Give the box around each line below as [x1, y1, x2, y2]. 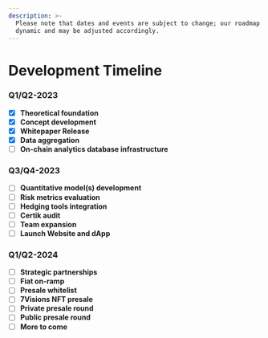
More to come [19, 322, 68, 332]
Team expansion [19, 219, 77, 229]
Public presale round [19, 312, 91, 322]
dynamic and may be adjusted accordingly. [15, 26, 160, 35]
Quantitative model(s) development [19, 183, 142, 193]
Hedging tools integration [19, 202, 108, 211]
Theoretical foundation [19, 108, 99, 117]
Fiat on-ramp [19, 276, 65, 286]
